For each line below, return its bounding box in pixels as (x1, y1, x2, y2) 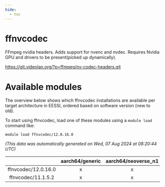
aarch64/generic (60, 158, 101, 165)
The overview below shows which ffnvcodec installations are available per (5, 97, 156, 103)
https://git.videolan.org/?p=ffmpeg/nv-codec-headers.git (5, 64, 121, 70)
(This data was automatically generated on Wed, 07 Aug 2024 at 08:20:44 (5, 141, 157, 147)
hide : (5, 7, 16, 12)
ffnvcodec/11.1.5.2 (9, 174, 55, 181)
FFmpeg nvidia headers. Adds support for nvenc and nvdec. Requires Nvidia (5, 49, 160, 55)
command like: (5, 123, 35, 128)
